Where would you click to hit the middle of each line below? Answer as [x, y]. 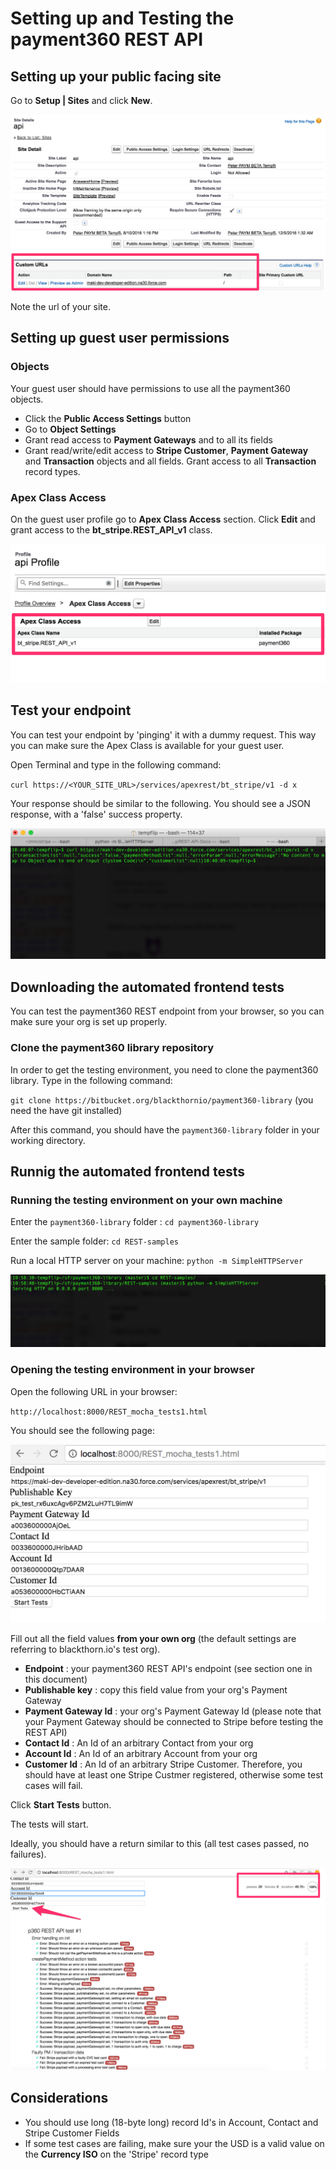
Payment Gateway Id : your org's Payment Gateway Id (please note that [173, 1711]
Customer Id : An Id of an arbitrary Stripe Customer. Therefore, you [163, 1764]
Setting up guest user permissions [120, 338]
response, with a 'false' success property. [96, 814]
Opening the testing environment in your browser [132, 1370]
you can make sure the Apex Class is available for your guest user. [147, 745]
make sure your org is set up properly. [89, 1022]
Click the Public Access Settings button [108, 418]
